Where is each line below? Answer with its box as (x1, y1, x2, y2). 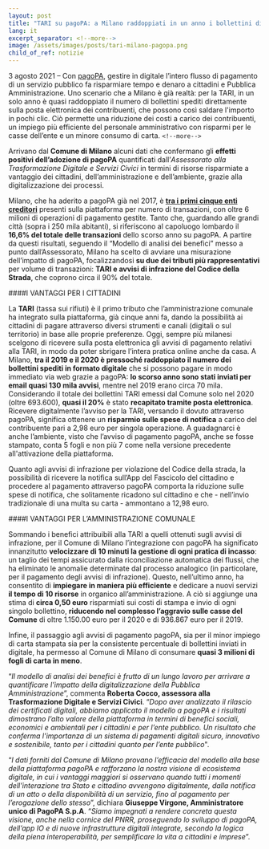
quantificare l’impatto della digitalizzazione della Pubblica (8, 680, 200, 689)
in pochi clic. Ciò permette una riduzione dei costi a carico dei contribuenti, (8, 114, 256, 123)
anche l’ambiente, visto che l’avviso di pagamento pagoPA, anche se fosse (8, 432, 254, 441)
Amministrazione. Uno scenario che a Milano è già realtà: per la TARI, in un (8, 88, 255, 97)
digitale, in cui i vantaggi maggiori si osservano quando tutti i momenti (8, 772, 242, 782)
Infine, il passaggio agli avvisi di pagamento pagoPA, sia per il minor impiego (8, 631, 261, 640)
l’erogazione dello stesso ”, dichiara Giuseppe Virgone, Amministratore (8, 798, 244, 807)
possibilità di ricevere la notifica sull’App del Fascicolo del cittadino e (8, 473, 235, 482)
